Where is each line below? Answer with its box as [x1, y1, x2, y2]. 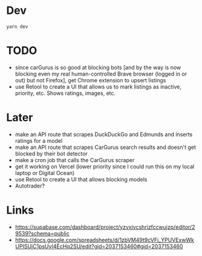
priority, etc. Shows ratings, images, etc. [15, 89, 116, 97]
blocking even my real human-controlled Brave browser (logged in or [15, 70, 187, 77]
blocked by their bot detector [15, 149, 88, 157]
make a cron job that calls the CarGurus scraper [15, 156, 135, 163]
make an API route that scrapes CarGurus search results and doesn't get [15, 143, 197, 151]
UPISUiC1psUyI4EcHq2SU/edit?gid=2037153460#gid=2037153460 [15, 243, 183, 250]
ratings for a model [15, 137, 63, 144]
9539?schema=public [15, 229, 70, 237]
